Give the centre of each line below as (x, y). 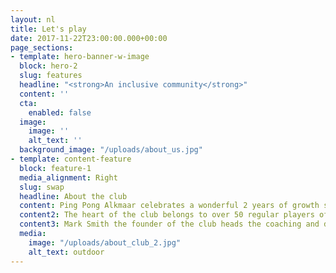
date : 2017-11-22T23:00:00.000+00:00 (89, 38)
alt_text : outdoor (66, 252)
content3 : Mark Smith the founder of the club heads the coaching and (169, 224)
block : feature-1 (55, 168)
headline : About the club (73, 196)
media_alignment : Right (68, 177)
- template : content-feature (71, 159)
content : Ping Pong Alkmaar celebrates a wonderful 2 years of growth (169, 206)
